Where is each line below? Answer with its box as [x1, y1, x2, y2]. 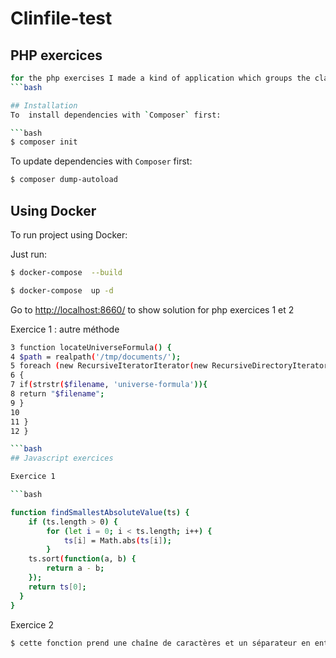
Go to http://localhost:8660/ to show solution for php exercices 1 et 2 [10, 303, 295, 316]
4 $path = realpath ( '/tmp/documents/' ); [10, 352, 182, 362]
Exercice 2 [10, 618, 54, 631]
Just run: [10, 248, 48, 260]
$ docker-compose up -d [10, 285, 114, 296]
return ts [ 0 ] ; [28, 582, 87, 592]
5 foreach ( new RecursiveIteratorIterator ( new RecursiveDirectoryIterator [10, 361, 329, 371]
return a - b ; [46, 563, 105, 574]
